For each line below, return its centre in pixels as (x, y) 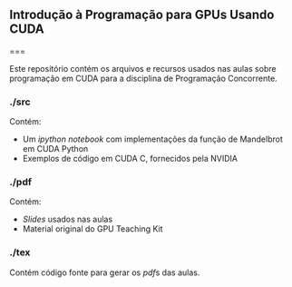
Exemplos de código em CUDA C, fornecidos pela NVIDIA (130, 159)
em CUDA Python (55, 149)
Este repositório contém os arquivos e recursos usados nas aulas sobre (143, 68)
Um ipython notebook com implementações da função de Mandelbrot (152, 139)
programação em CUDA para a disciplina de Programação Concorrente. (144, 78)
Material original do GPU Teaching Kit (92, 229)
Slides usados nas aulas (68, 219)
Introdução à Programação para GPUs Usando (142, 15)
